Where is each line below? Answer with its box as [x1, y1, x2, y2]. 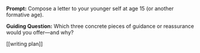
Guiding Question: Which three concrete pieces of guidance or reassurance [6, 23, 194, 29]
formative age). [6, 11, 44, 18]
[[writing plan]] [6, 41, 43, 47]
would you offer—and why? [6, 29, 74, 36]
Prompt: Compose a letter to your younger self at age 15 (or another [6, 5, 174, 12]
